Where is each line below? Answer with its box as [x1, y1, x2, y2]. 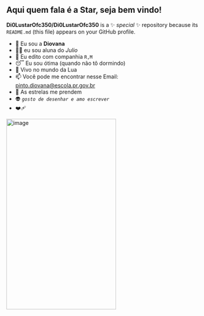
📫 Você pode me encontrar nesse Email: [15, 73, 118, 80]
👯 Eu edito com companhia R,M [15, 53, 93, 60]
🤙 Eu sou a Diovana [15, 40, 65, 47]
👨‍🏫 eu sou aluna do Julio [15, 46, 78, 54]
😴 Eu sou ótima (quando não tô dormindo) [15, 59, 126, 67]
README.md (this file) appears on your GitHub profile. [6, 28, 136, 36]
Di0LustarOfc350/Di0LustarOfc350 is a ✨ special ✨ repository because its [6, 21, 199, 28]
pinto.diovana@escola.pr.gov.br [15, 81, 96, 89]
